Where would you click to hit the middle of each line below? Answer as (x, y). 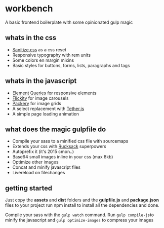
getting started (29, 188)
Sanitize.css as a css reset (39, 49)
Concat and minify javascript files (46, 167)
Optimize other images (35, 162)
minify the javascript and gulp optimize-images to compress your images (80, 220)
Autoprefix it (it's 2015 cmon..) (43, 152)
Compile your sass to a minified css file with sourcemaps (70, 141)
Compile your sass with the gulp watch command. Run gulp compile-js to (80, 215)
